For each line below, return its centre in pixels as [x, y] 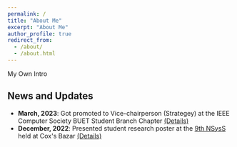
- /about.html [35, 54]
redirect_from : [30, 40]
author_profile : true [40, 34]
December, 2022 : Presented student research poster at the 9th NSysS [122, 128]
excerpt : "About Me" [38, 27]
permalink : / [27, 14]
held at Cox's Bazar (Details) [60, 136]
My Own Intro [27, 73]
